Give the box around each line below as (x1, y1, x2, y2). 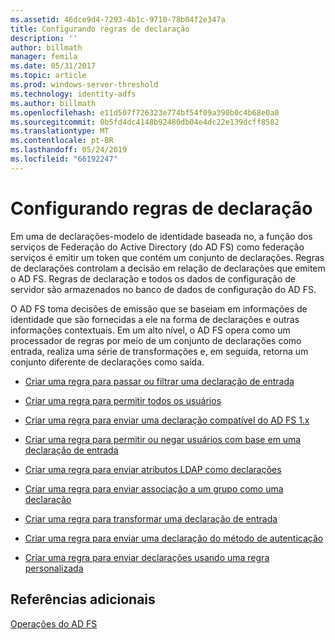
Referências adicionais (10, 591, 156, 608)
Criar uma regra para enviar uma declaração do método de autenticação (24, 532, 324, 544)
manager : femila (10, 52, 78, 62)
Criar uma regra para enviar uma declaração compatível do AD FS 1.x (24, 414, 310, 426)
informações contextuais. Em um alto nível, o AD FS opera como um (10, 324, 291, 336)
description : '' (10, 33, 78, 43)
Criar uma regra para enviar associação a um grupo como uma (24, 482, 284, 495)
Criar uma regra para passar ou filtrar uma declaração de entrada (24, 375, 295, 387)
